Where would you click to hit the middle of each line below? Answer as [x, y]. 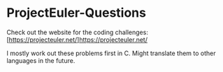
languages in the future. [41, 60]
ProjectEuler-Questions [76, 13]
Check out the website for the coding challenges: [77, 32]
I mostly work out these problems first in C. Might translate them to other [111, 53]
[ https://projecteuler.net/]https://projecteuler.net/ [77, 39]
